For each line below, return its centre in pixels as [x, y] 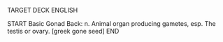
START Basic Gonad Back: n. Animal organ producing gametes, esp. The [111, 23]
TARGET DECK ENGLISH [43, 10]
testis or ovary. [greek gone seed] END [63, 31]
